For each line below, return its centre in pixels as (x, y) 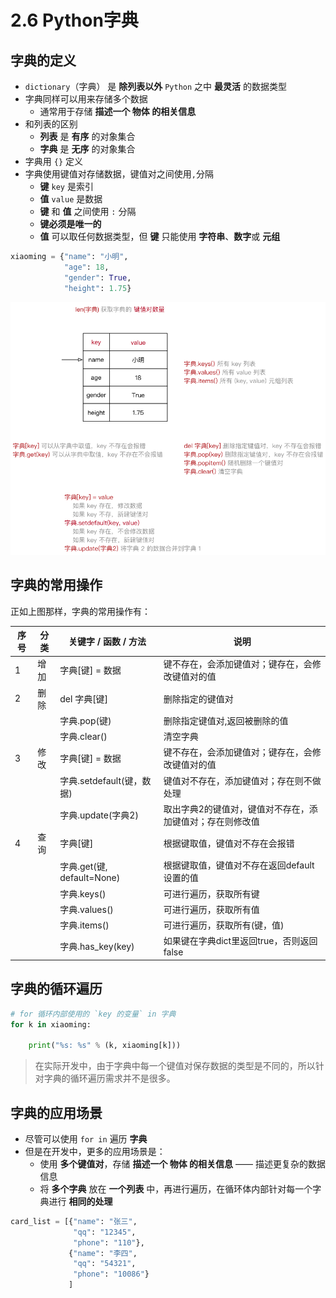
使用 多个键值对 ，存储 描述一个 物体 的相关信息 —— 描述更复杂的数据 (182, 1163)
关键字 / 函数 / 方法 (107, 642)
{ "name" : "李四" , (103, 1253)
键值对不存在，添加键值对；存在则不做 (242, 780)
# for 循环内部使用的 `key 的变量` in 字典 (93, 1014)
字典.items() (84, 925)
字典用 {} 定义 (53, 161)
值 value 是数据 (71, 199)
